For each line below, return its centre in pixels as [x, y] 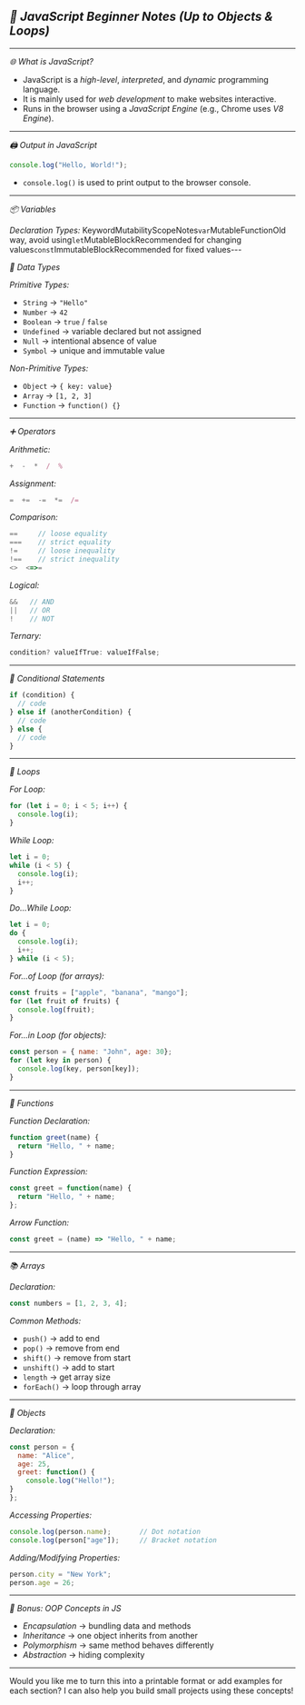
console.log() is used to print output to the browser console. [137, 182]
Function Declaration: [50, 1121]
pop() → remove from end [71, 1348]
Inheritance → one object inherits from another [110, 1636]
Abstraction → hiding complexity [84, 1655]
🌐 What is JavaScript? [51, 61]
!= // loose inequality [63, 551]
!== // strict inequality [64, 560]
